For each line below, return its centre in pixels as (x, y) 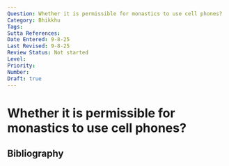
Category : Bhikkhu (34, 20)
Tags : (15, 27)
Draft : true (24, 78)
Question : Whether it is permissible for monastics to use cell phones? (115, 14)
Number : (18, 72)
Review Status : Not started (48, 53)
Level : (17, 59)
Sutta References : (34, 33)
